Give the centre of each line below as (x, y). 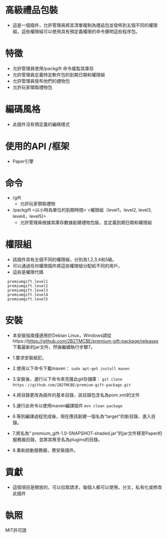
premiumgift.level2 (28, 286)
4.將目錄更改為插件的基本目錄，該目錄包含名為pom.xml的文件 (76, 395)
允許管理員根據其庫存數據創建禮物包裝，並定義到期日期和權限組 (86, 222)
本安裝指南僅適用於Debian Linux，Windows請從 (62, 335)
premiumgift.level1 (28, 282)
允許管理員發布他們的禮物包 (41, 81)
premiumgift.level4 (28, 295)
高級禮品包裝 (32, 10)
